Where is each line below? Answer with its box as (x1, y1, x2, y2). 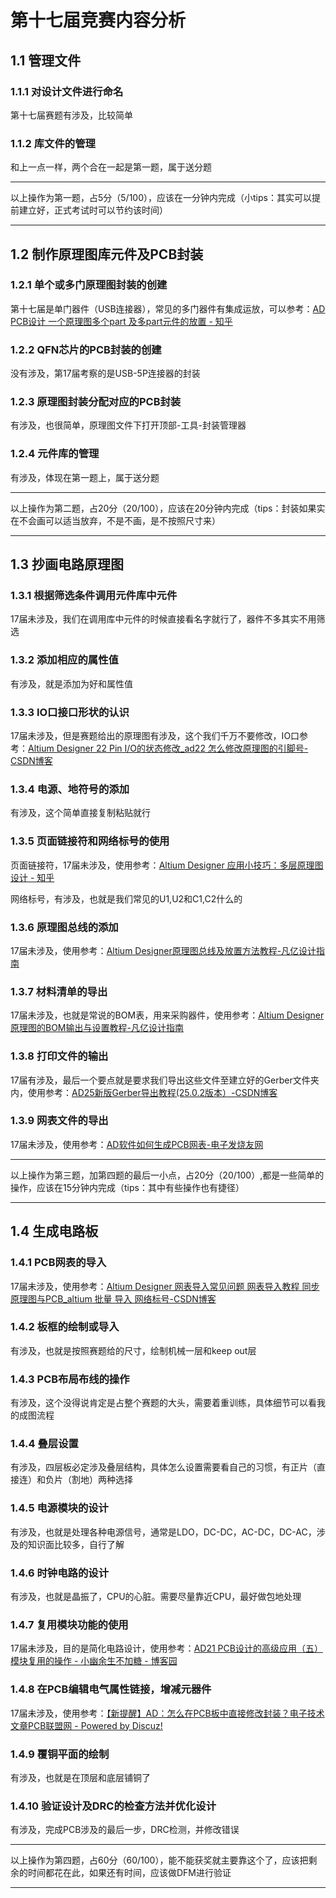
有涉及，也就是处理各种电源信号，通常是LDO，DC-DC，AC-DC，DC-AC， (10, 1526, 317, 1538)
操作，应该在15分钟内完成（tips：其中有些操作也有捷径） (10, 1181, 245, 1193)
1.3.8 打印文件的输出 (10, 1049, 109, 1063)
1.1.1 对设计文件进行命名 (10, 84, 124, 98)
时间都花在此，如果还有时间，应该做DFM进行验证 (27, 1867, 232, 1879)
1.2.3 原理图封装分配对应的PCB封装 (10, 395, 182, 409)
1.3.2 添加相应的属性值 (10, 653, 119, 667)
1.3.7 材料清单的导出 (10, 984, 108, 998)
